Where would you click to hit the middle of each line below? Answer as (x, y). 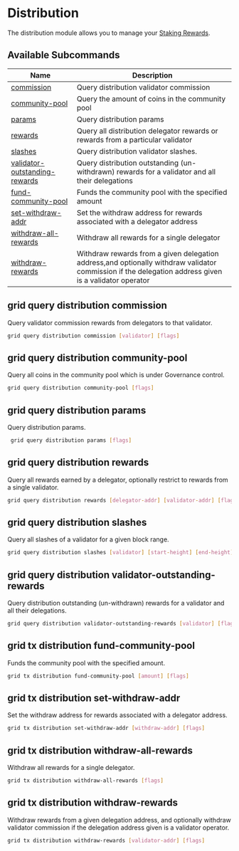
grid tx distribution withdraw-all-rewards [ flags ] (85, 781)
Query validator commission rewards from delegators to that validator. (110, 322)
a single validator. (33, 487)
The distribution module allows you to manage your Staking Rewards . (109, 33)
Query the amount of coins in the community (151, 99)
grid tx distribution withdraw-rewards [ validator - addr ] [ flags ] (106, 840)
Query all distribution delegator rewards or (147, 131)
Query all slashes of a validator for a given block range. (88, 539)
